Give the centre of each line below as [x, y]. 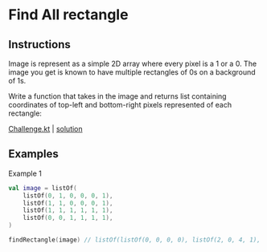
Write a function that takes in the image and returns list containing [117, 96]
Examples [33, 154]
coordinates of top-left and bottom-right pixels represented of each [120, 105]
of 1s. [17, 81]
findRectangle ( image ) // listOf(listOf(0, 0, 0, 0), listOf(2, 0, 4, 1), [135, 240]
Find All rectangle [68, 15]
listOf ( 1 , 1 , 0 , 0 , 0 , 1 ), [68, 203]
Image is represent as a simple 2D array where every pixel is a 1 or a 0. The [133, 63]
